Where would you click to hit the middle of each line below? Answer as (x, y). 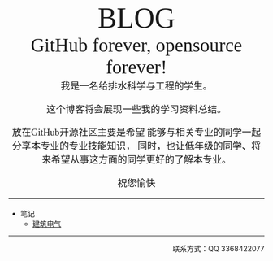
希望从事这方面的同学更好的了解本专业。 (141, 160)
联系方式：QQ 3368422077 (219, 249)
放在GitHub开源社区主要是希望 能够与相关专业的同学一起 (136, 133)
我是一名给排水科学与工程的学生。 (136, 86)
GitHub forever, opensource (136, 45)
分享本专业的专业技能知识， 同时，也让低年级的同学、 (132, 146)
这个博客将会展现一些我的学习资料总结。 (136, 109)
